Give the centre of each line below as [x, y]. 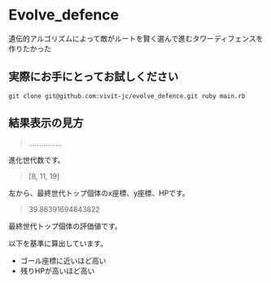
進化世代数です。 [37, 159]
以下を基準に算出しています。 [58, 243]
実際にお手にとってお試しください [94, 77]
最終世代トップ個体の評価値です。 [65, 226]
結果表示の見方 [46, 123]
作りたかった [30, 48]
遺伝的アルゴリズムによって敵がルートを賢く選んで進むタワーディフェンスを [136, 38]
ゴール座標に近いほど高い [63, 260]
